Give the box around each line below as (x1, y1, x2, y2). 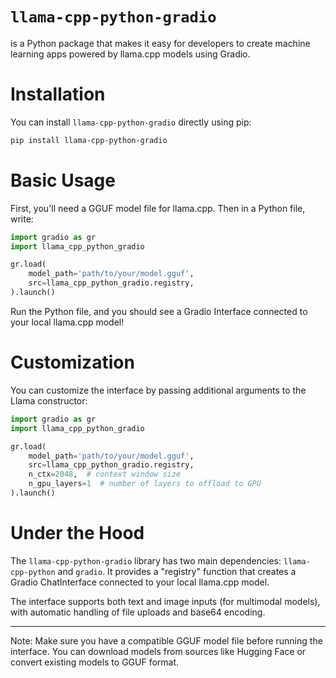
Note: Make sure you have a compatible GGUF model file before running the (10, 634, 323, 647)
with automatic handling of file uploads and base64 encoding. (10, 606, 266, 618)
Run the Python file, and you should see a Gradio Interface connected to (10, 305, 308, 317)
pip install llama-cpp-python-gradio (10, 135, 168, 145)
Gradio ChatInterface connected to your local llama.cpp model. (10, 576, 270, 588)
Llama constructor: (10, 394, 88, 407)
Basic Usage (10, 169, 116, 192)
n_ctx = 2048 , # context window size (28, 469, 182, 480)
